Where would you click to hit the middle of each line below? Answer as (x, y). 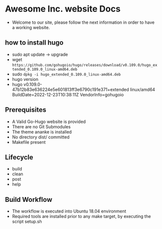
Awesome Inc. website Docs (63, 9)
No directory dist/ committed (41, 137)
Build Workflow (29, 199)
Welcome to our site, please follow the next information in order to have (83, 22)
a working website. (31, 27)
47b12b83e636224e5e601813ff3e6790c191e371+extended (70, 89)
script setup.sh (27, 222)
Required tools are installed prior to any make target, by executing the (81, 216)
